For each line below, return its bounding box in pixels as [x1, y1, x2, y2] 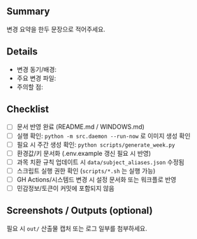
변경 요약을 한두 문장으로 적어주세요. [6, 24, 105, 34]
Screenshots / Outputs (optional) [6, 205, 153, 217]
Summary [6, 6, 50, 17]
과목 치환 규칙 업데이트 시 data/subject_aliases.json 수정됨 [16, 157, 184, 166]
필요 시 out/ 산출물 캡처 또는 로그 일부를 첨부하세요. [6, 224, 147, 233]
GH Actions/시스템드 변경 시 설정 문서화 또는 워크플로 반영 [16, 175, 177, 184]
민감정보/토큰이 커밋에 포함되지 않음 [16, 184, 115, 192]
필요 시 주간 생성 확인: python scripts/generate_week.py [16, 140, 175, 149]
